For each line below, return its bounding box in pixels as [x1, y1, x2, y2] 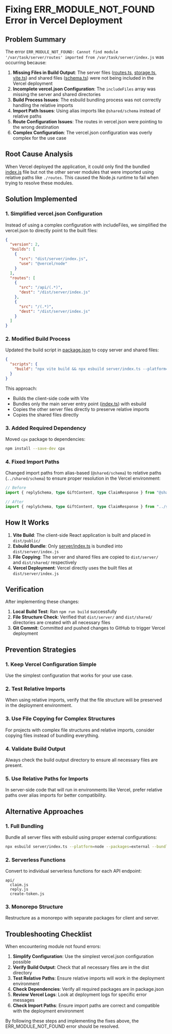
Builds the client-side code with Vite [12, 395, 89, 401]
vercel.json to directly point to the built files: [5, 227, 98, 233]
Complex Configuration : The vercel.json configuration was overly [12, 129, 153, 136]
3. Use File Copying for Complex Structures [5, 715, 115, 722]
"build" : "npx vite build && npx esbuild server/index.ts [14, 366, 141, 372]
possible [12, 959, 31, 965]
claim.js [10, 882, 29, 888]
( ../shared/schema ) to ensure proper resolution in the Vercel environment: [5, 475, 161, 481]
